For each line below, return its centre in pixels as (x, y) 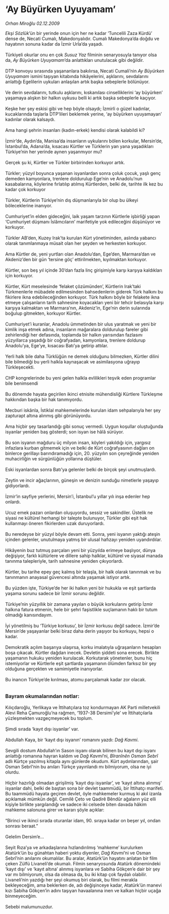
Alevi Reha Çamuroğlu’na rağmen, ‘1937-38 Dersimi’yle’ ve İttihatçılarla (79, 713)
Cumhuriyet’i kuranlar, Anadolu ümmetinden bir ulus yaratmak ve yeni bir (81, 324)
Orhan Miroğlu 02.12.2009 (33, 23)
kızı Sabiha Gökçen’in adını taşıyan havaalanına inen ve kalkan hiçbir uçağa (83, 890)
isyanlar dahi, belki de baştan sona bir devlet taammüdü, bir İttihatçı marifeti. (84, 788)
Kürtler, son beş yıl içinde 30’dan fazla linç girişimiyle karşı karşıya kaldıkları (84, 270)
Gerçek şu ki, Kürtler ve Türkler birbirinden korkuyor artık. (65, 162)
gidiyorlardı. (18, 486)
